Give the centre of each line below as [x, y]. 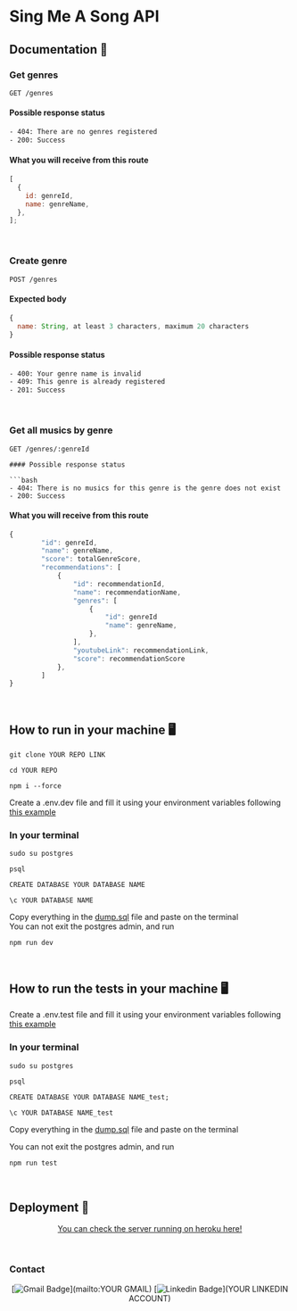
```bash [24, 480]
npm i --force [36, 786]
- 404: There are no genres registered [83, 132]
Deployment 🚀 [49, 1207]
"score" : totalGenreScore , [91, 560]
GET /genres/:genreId [49, 449]
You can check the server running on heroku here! [150, 1229]
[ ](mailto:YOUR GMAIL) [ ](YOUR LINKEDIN [150, 1289]
